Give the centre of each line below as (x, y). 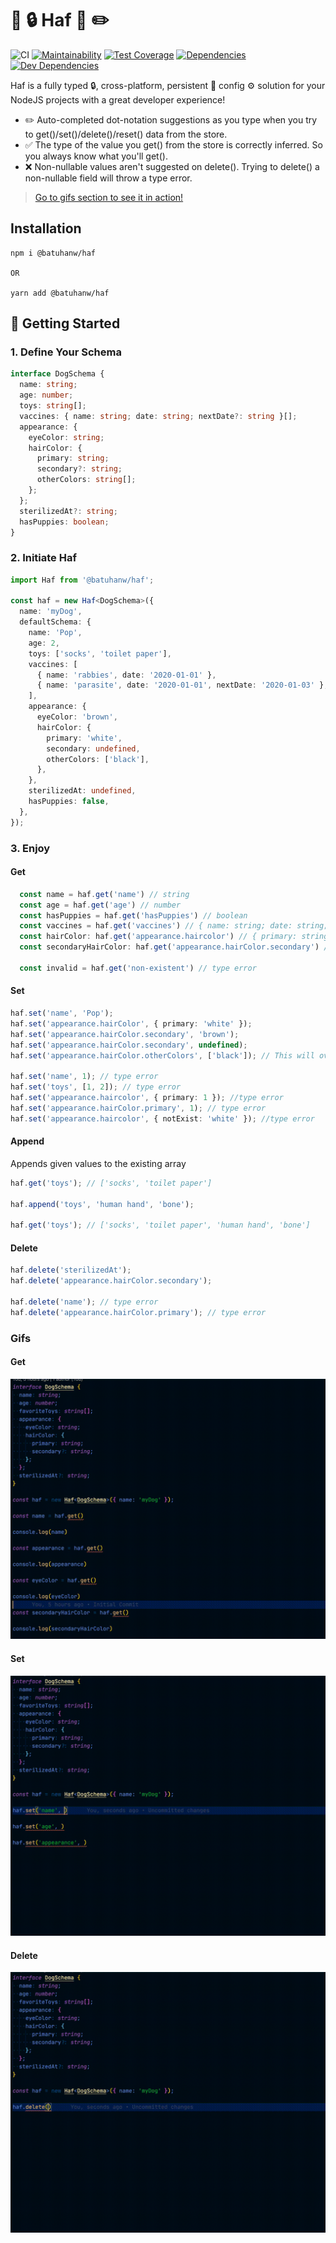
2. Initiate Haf (43, 558)
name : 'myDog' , (51, 612)
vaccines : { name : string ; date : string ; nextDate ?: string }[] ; (158, 416)
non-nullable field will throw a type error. (108, 178)
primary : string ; (73, 458)
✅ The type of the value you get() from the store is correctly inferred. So (173, 144)
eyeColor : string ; (66, 437)
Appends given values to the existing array (98, 1163)
